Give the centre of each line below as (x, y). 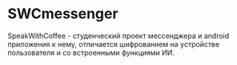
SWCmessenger (63, 14)
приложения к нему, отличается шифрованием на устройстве (114, 44)
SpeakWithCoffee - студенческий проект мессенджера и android (118, 36)
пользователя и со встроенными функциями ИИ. (91, 52)
